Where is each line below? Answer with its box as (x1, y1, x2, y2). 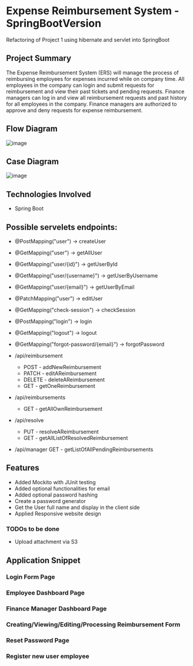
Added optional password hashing (14, 491, 98, 498)
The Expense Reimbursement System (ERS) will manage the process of (6, 69, 179, 76)
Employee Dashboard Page (6, 589, 85, 597)
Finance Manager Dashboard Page (6, 605, 107, 613)
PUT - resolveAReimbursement (23, 428, 99, 435)
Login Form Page (6, 573, 55, 581)
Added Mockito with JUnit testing (14, 478, 96, 485)
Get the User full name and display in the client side (14, 504, 140, 511)
